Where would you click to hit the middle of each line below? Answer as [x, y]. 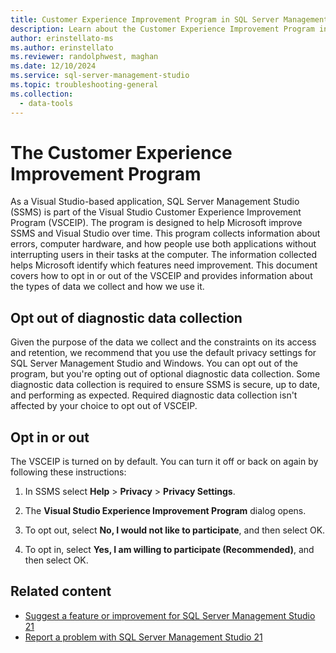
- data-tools [46, 103]
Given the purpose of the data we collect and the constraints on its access [163, 342]
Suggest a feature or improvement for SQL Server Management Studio [170, 615]
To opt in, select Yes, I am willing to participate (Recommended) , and [169, 550]
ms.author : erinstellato [62, 47]
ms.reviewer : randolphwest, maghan [84, 57]
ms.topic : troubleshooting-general [84, 85]
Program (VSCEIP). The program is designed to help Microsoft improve [156, 223]
